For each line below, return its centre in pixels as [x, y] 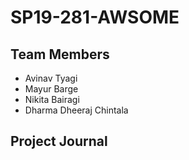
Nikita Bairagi [52, 99]
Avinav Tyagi [51, 78]
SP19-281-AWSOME [95, 17]
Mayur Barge [51, 89]
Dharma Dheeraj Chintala [76, 110]
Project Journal [59, 141]
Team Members [60, 54]
